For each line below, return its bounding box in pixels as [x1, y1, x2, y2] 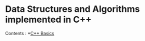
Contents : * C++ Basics [5, 30, 54, 36]
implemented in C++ [5, 14, 92, 25]
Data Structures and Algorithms [5, 3, 140, 15]
